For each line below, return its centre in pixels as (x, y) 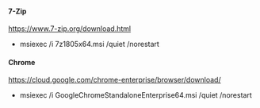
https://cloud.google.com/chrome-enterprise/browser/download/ (115, 80)
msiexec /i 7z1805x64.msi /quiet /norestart (90, 44)
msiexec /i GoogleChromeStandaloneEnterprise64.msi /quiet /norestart (136, 95)
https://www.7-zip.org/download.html (70, 29)
